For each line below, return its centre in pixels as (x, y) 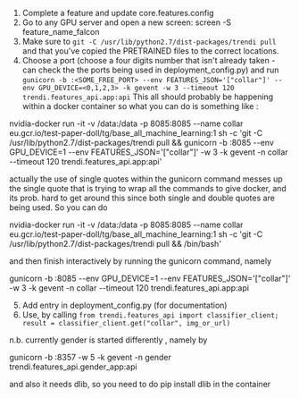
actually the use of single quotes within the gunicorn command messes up (146, 179)
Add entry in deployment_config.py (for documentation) (125, 305)
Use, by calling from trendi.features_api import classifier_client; (150, 315)
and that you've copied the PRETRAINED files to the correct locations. (150, 51)
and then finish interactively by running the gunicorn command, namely (141, 261)
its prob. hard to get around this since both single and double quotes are (142, 198)
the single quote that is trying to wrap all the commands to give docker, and (148, 188)
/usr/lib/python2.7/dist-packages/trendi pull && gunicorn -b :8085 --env (142, 143)
